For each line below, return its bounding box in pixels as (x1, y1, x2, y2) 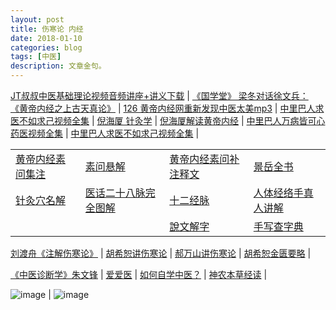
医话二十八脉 (84, 186, 146, 200)
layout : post (10, 14, 65, 25)
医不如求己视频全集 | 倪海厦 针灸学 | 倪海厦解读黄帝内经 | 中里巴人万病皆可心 (10, 115, 326, 126)
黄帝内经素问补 (169, 152, 240, 166)
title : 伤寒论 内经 (10, 24, 84, 34)
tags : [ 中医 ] (10, 52, 62, 62)
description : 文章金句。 (10, 61, 107, 71)
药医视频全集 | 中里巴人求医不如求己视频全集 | (10, 127, 200, 139)
